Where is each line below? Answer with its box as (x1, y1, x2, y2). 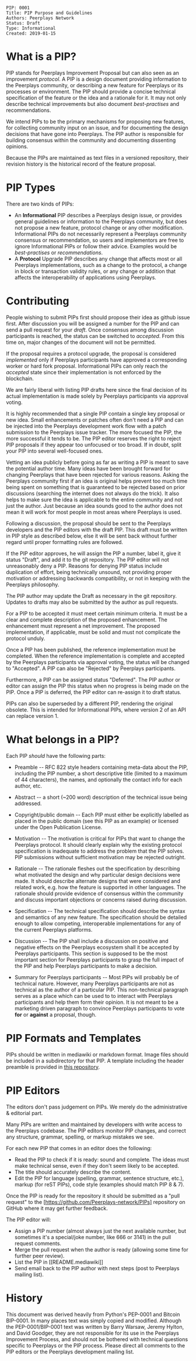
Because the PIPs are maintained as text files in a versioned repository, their (6, 154, 189, 161)
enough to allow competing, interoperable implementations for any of (14, 919, 181, 927)
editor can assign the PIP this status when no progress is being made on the (6, 682, 189, 689)
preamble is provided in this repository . (6, 1063, 100, 1071)
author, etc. (14, 782, 43, 789)
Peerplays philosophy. (6, 581, 60, 588)
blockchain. (6, 375, 34, 382)
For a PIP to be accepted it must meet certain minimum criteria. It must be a (6, 610, 188, 617)
